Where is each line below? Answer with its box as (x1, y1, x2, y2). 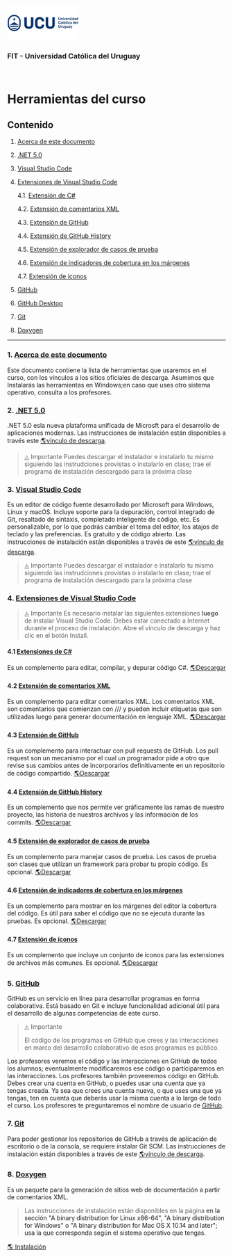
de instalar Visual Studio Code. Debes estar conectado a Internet (24, 616, 210, 625)
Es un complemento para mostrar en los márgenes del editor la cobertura (7, 902, 217, 910)
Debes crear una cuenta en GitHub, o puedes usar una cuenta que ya (7, 1079, 206, 1087)
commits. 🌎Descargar (7, 818, 71, 826)
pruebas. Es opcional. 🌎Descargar (7, 917, 107, 925)
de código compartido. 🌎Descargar (7, 769, 110, 778)
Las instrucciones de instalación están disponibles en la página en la (24, 1206, 221, 1215)
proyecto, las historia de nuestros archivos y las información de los (7, 810, 199, 819)
